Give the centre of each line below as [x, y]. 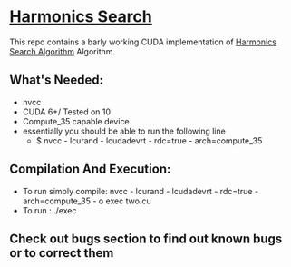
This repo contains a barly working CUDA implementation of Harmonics [143, 42]
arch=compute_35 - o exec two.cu [87, 201]
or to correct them [62, 253]
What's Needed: [57, 80]
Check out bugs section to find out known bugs [146, 238]
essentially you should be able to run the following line [124, 131]
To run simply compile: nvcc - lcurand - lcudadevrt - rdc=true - [141, 191]
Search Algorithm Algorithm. [63, 51]
